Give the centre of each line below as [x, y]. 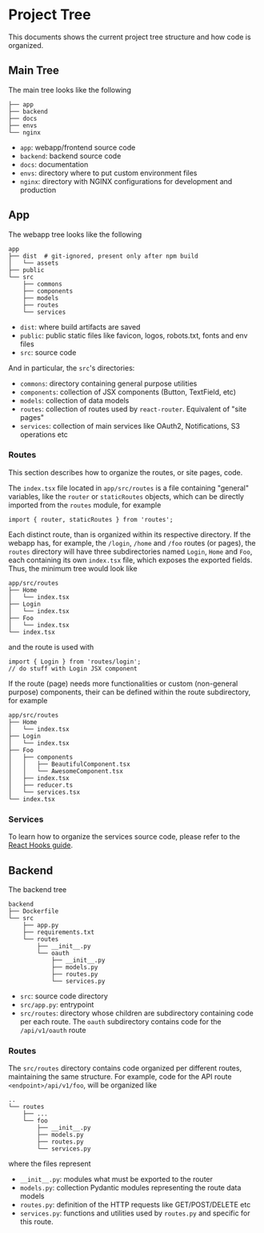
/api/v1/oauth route [53, 1030]
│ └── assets [34, 263]
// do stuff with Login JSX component [73, 669]
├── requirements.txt [58, 932]
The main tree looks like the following [70, 90]
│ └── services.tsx [44, 792]
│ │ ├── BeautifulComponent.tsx [69, 764]
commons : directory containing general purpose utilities [108, 383]
